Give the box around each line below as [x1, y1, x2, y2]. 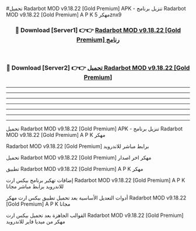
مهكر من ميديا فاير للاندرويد [6, 218, 65, 225]
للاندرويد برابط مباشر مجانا [6, 182, 64, 189]
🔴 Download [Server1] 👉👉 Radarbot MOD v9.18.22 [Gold [15, 26, 181, 34]
